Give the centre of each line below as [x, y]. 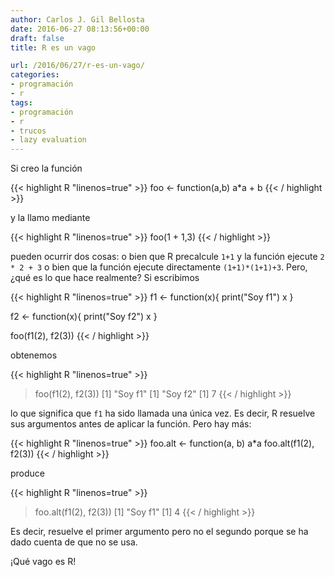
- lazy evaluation [48, 140]
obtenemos [34, 355]
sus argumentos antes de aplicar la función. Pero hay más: [131, 424]
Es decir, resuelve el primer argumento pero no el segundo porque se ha [159, 532]
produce [28, 473]
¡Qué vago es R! [43, 562]
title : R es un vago [53, 47]
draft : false [37, 38]
